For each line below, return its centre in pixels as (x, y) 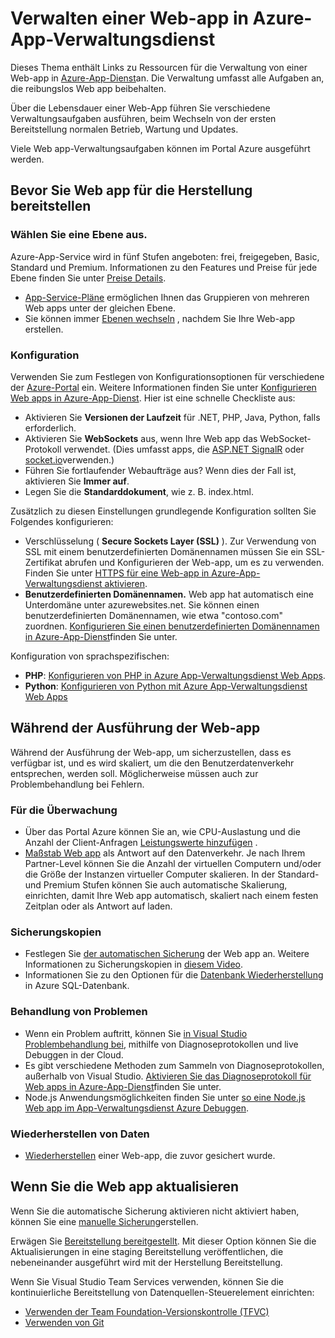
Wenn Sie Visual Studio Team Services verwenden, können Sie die (147, 1281)
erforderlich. (50, 428)
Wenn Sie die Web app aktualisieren (125, 1187)
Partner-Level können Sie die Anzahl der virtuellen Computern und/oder (173, 864)
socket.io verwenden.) (69, 459)
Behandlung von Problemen (79, 1012)
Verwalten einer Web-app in (129, 18)
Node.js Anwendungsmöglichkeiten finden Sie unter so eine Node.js (165, 1097)
